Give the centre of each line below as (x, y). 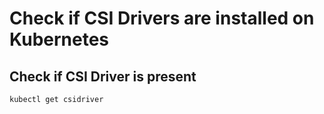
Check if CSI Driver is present (103, 76)
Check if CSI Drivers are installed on (162, 18)
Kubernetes (59, 39)
